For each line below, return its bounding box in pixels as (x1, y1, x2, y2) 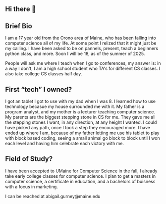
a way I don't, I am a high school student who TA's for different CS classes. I (5, 65, 161, 72)
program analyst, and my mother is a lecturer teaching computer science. (5, 109, 155, 115)
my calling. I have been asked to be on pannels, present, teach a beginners (5, 46, 159, 51)
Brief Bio (5, 22, 32, 30)
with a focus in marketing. (5, 184, 58, 190)
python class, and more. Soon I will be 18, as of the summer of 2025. (5, 51, 145, 57)
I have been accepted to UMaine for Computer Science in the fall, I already (5, 168, 158, 174)
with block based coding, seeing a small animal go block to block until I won (5, 135, 160, 141)
